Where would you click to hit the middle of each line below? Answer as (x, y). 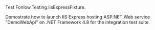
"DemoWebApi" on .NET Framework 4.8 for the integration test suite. (77, 22)
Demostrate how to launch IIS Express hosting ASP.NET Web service (78, 17)
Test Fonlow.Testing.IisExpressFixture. (46, 7)
